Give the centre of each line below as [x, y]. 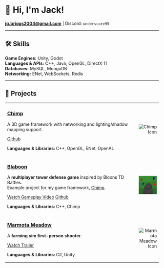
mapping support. [25, 129]
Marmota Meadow [30, 225]
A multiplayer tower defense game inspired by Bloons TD [66, 177]
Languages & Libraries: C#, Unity [41, 254]
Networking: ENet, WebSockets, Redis [44, 74]
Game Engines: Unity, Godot [34, 58]
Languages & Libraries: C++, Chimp [44, 207]
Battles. [15, 183]
